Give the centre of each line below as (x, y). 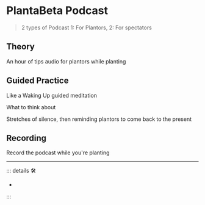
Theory (21, 47)
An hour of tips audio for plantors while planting (66, 61)
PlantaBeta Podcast (57, 11)
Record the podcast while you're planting (58, 153)
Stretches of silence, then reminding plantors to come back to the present (99, 119)
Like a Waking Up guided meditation (52, 95)
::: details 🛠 (21, 171)
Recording (27, 138)
